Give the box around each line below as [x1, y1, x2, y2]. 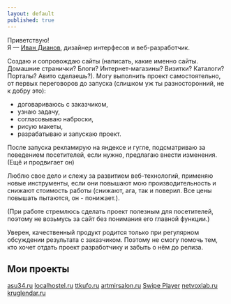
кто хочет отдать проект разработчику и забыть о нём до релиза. [7, 243, 204, 251]
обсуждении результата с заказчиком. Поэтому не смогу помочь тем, [7, 235, 218, 244]
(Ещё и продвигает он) [7, 158, 75, 166]
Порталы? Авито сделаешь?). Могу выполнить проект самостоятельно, [7, 71, 221, 80]
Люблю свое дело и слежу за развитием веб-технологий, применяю [7, 172, 214, 180]
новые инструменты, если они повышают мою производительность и [7, 178, 216, 187]
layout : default [7, 10, 54, 17]
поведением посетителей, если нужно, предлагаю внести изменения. [7, 151, 218, 159]
